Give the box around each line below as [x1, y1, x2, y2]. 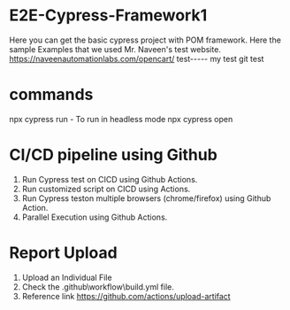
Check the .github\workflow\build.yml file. [21, 281, 174, 292]
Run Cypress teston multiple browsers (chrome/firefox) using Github [21, 192, 271, 204]
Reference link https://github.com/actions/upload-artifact [21, 291, 232, 301]
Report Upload [9, 243, 118, 262]
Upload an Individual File [21, 272, 112, 283]
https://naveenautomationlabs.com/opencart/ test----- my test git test [9, 53, 264, 64]
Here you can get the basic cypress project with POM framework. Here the [9, 35, 281, 45]
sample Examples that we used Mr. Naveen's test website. [9, 43, 221, 54]
